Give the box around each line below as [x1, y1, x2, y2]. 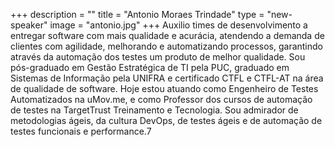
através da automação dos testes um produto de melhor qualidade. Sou [10, 51, 306, 63]
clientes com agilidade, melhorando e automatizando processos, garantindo [10, 40, 323, 52]
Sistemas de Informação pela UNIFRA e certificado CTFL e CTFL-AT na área [10, 72, 324, 84]
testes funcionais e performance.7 [10, 125, 152, 137]
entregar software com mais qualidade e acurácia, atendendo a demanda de [10, 30, 325, 41]
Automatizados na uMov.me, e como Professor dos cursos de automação [10, 94, 313, 105]
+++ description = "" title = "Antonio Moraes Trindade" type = [10, 9, 265, 20]
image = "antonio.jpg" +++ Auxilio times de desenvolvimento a [49, 19, 308, 31]
